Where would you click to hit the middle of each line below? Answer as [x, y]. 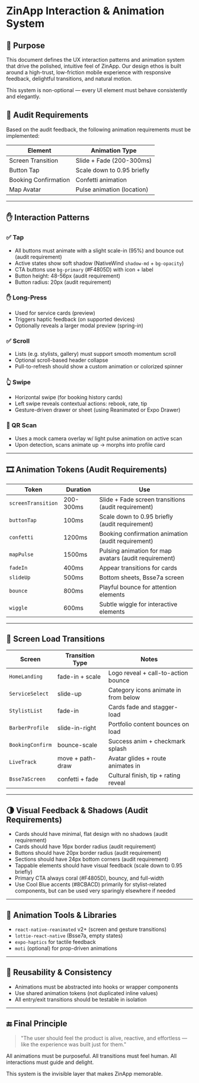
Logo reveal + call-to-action [148, 673]
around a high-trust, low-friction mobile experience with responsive [89, 72]
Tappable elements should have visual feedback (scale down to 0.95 [98, 866]
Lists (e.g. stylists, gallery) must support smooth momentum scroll [95, 354]
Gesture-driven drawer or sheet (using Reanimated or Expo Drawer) [97, 410]
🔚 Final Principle [37, 1024]
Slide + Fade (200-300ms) [114, 160]
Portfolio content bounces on [149, 724]
